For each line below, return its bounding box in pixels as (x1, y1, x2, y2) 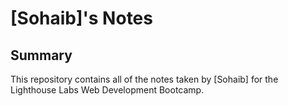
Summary (10, 47, 73, 64)
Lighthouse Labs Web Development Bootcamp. (10, 84, 205, 96)
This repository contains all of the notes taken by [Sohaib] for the (10, 73, 279, 85)
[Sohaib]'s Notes (10, 7, 153, 30)
